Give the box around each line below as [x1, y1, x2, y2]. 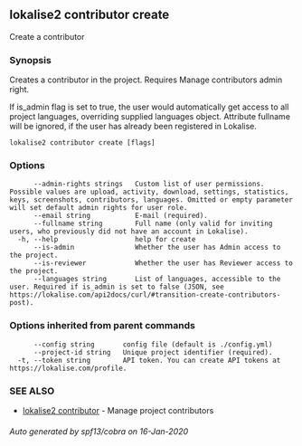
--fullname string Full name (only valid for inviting [33, 219, 273, 229]
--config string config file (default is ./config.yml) [33, 339, 273, 349]
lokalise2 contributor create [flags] [9, 138, 156, 147]
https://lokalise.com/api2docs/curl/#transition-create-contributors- [9, 290, 281, 299]
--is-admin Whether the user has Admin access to [33, 243, 281, 252]
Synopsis [9, 53, 52, 66]
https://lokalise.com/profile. [9, 364, 127, 373]
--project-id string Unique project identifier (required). [33, 347, 273, 356]
